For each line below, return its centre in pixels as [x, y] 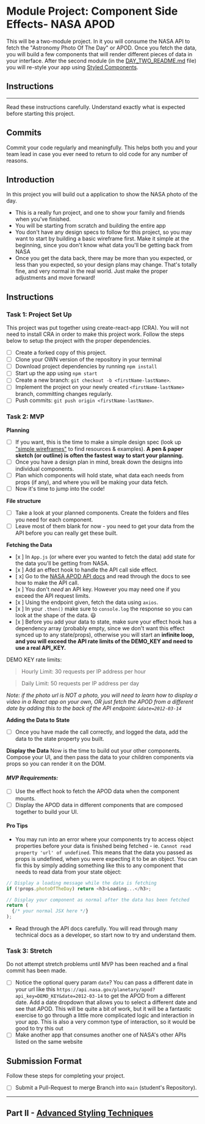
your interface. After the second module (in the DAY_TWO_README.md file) [102, 61]
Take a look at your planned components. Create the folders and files [102, 513]
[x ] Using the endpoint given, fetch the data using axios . [87, 602]
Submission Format [44, 1061]
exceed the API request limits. [52, 596]
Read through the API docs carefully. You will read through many [96, 929]
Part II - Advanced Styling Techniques [80, 1113]
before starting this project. [41, 113]
